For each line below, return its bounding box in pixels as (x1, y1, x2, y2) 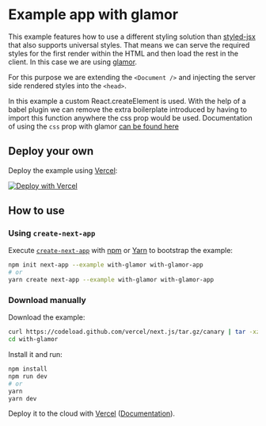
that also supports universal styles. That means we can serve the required (8, 40, 250, 49)
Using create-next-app (8, 228, 96, 239)
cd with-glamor (8, 336, 59, 343)
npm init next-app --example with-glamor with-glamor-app (8, 261, 203, 269)
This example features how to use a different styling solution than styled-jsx (8, 32, 256, 41)
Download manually (8, 294, 87, 305)
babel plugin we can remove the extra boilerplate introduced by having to (8, 105, 248, 114)
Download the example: (8, 313, 85, 322)
